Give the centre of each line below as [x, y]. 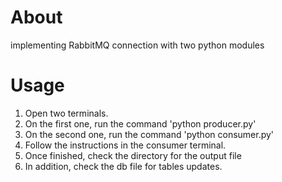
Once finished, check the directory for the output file [133, 155]
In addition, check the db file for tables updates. [123, 166]
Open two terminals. [66, 113]
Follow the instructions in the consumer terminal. [125, 145]
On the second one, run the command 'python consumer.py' [149, 134]
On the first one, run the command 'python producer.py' [140, 123]
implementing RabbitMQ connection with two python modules [137, 45]
